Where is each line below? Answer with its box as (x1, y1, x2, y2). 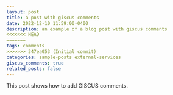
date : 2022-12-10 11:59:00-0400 (6, 20, 88, 26)
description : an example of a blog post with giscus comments (6, 26, 168, 32)
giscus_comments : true (6, 60, 64, 66)
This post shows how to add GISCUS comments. (6, 82, 129, 90)
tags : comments (6, 43, 45, 49)
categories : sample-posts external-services (6, 54, 121, 60)
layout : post (6, 9, 40, 15)
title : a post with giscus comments (6, 15, 99, 21)
